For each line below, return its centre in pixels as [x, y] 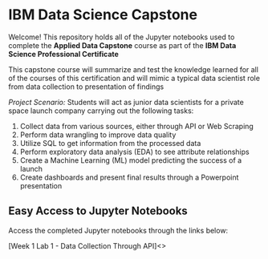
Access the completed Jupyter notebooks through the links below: [118, 230]
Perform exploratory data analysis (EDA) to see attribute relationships [135, 152]
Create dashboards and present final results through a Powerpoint [129, 177]
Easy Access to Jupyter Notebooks [98, 211]
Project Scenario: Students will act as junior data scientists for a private [126, 102]
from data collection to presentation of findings [86, 87]
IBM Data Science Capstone [103, 15]
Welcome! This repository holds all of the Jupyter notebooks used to [122, 37]
